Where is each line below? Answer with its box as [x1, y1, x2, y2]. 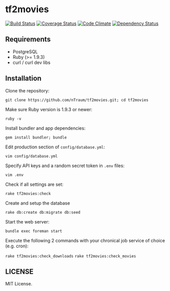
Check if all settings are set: [5, 181, 63, 187]
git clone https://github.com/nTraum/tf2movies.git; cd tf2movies [5, 98, 149, 103]
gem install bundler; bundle [5, 135, 67, 140]
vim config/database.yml [5, 153, 58, 158]
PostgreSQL [12, 48, 38, 54]
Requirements [5, 35, 51, 44]
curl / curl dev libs [12, 59, 51, 66]
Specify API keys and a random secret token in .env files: [5, 163, 125, 169]
